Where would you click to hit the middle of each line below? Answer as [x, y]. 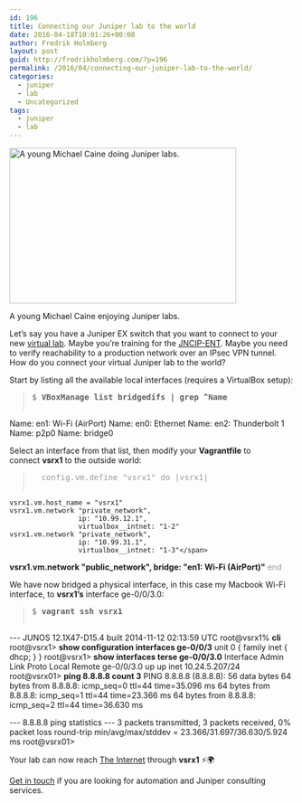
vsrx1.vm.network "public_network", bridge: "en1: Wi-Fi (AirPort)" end [146, 567]
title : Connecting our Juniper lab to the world [103, 26]
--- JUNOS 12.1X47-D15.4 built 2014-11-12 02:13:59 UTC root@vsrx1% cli [146, 638]
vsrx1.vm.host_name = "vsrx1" [66, 503]
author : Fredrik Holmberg [58, 43]
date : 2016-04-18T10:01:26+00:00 [72, 34]
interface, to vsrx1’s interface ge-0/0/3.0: [87, 594]
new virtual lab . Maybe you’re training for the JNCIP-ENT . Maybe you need [149, 343]
